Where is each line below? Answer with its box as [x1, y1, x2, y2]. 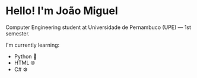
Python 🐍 [14, 53, 37, 60]
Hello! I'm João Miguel [5, 4, 118, 18]
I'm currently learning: [5, 41, 60, 48]
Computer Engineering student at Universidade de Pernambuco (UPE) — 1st [5, 24, 191, 31]
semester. [5, 30, 30, 37]
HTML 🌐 [14, 59, 35, 66]
